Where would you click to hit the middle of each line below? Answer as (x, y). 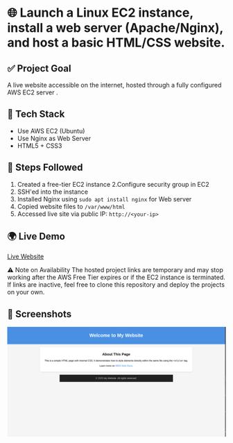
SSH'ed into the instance (53, 192)
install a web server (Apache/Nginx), (115, 28)
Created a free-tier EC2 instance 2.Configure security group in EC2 (113, 184)
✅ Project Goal (39, 68)
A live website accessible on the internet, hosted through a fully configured (114, 85)
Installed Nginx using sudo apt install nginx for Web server (104, 199)
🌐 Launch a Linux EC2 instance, (100, 13)
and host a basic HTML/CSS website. (116, 43)
